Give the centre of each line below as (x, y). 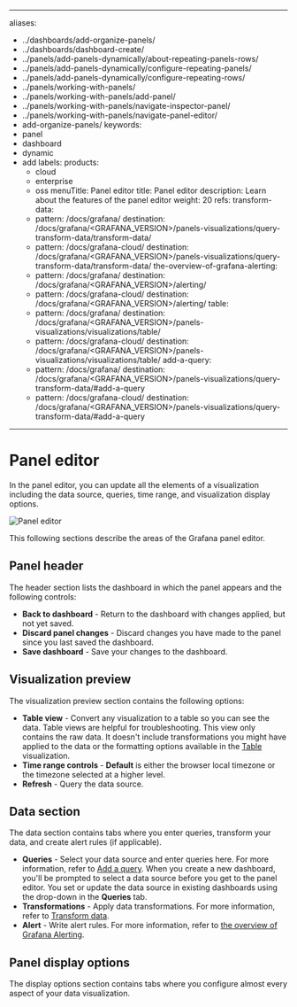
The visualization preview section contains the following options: (127, 701)
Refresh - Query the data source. (83, 784)
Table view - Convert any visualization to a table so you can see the (145, 717)
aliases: (23, 23)
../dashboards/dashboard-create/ (83, 49)
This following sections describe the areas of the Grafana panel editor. (137, 538)
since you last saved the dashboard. (88, 642)
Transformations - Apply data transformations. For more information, (148, 906)
